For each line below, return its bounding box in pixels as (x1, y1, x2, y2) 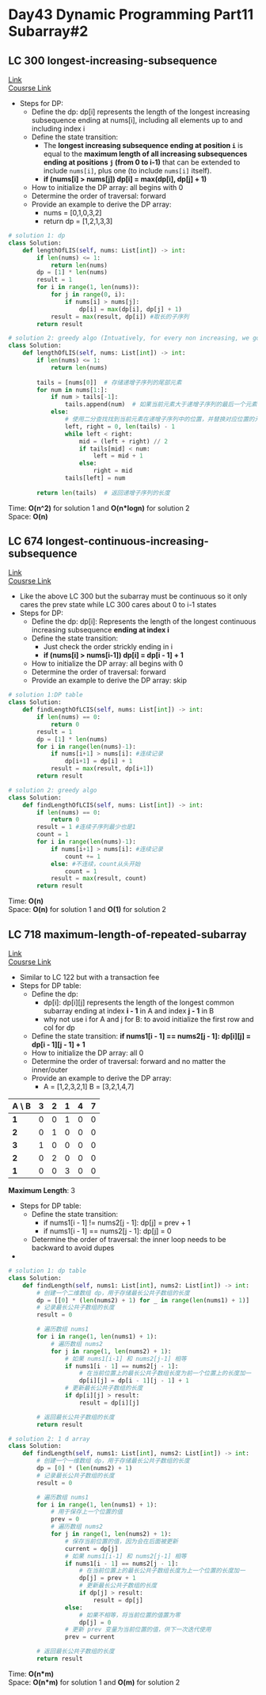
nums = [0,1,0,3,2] (43, 208, 102, 217)
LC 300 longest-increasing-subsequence (8, 54, 218, 67)
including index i (31, 124, 85, 133)
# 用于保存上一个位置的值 (50, 1508, 123, 1516)
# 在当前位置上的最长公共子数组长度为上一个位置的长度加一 (78, 1567, 245, 1575)
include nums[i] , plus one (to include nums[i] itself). (43, 166, 212, 175)
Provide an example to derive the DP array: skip (31, 675, 188, 686)
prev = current (64, 1633, 115, 1641)
